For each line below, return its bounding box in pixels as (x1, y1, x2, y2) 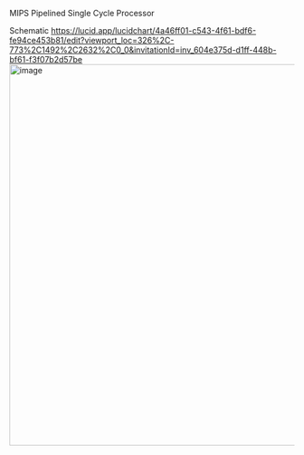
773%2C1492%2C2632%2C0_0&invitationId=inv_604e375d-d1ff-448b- (9, 44, 278, 55)
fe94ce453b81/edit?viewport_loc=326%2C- (9, 35, 175, 45)
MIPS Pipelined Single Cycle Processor (9, 8, 156, 18)
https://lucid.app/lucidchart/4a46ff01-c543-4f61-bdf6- (51, 25, 256, 35)
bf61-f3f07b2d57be (9, 54, 83, 64)
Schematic (9, 25, 50, 35)
